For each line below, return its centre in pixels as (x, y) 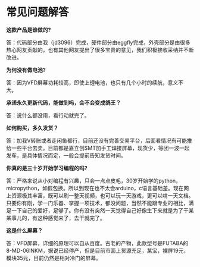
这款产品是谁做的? (29, 30)
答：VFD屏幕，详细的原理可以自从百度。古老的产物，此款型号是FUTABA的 (97, 243)
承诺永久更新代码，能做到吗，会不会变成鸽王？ (63, 102)
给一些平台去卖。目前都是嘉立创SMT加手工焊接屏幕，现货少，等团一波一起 (98, 148)
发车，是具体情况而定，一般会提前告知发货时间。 (66, 155)
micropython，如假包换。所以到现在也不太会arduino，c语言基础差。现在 (95, 188)
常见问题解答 (38, 12)
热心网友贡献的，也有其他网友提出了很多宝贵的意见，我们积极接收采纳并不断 (100, 50)
